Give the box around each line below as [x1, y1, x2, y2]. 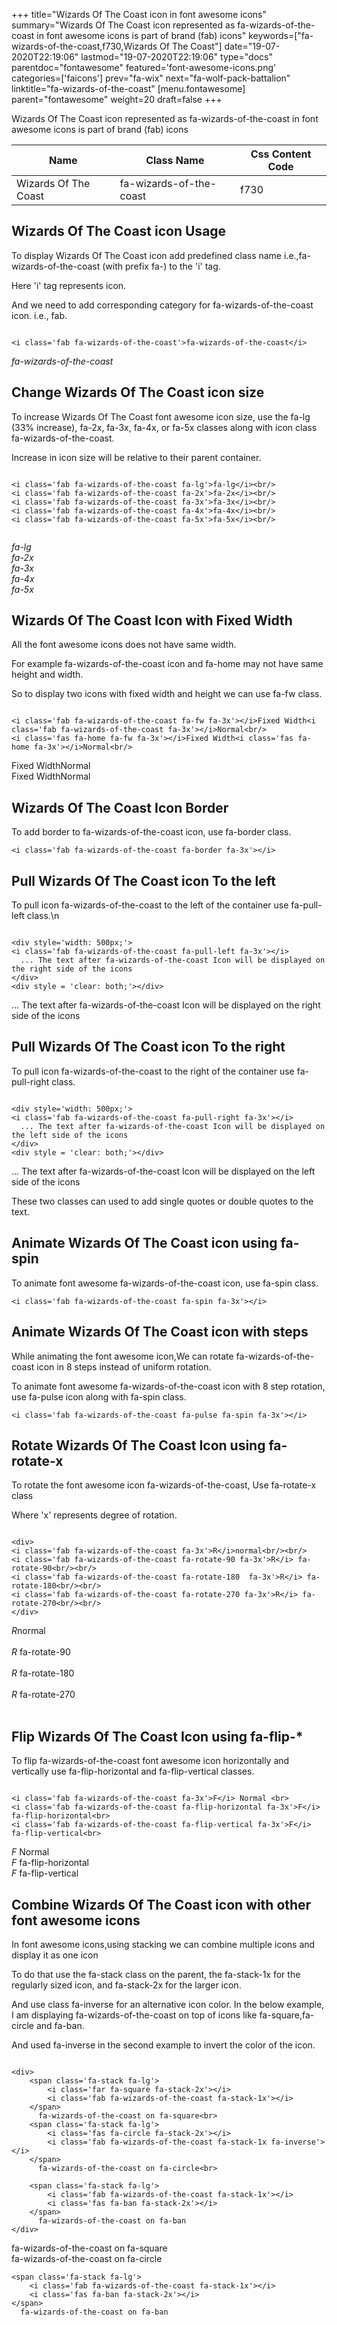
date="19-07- [224, 40, 281, 52]
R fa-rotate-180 [11, 1667, 75, 1679]
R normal [11, 1625, 46, 1637]
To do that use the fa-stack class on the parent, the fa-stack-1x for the [11, 1968, 301, 1980]
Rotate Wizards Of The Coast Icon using [11, 1437, 266, 1454]
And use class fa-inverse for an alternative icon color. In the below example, [11, 1998, 325, 2010]
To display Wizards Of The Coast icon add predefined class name [11, 249, 283, 261]
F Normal [11, 1846, 50, 1858]
